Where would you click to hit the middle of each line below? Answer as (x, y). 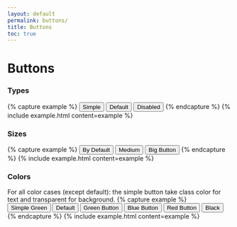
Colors (19, 176)
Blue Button (143, 208)
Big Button (162, 150)
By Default (97, 150)
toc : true (22, 34)
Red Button (182, 208)
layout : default (31, 14)
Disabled (149, 107)
